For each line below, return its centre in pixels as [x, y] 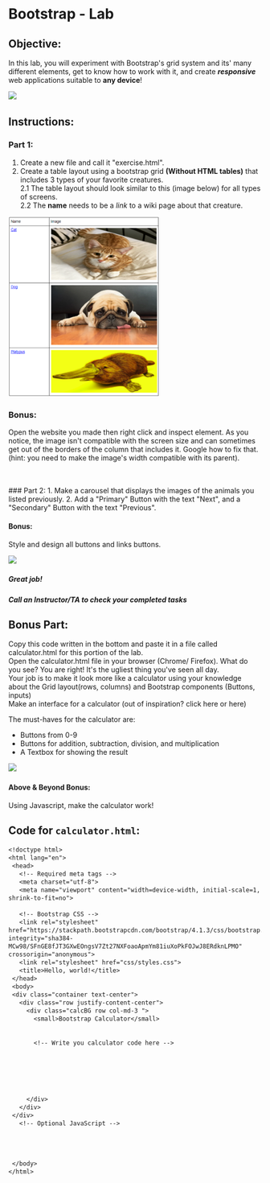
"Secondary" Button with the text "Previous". [82, 508]
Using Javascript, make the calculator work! [81, 805]
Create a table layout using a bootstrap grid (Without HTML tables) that [139, 171]
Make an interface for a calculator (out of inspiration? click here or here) [127, 704]
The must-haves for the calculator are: [72, 719]
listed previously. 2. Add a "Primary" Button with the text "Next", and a [125, 499]
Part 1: [21, 145]
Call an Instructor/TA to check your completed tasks [98, 600]
